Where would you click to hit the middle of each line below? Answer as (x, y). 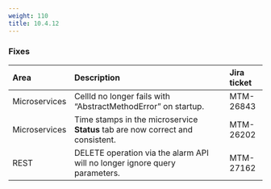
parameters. (97, 173)
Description (97, 78)
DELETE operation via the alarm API (142, 153)
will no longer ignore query (125, 162)
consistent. (95, 140)
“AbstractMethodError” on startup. (139, 106)
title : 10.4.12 (34, 23)
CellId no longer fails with (122, 96)
